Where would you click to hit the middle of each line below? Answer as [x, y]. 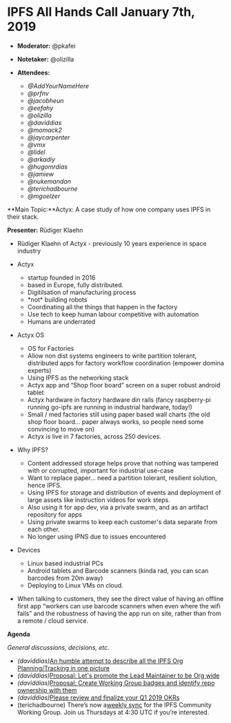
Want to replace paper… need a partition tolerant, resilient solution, [122, 478]
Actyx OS [31, 335]
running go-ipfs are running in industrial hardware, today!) [110, 407]
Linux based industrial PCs [65, 563]
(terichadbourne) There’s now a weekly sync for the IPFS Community [114, 704]
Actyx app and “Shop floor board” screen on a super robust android [124, 385]
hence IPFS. [44, 485]
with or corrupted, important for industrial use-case [101, 470]
